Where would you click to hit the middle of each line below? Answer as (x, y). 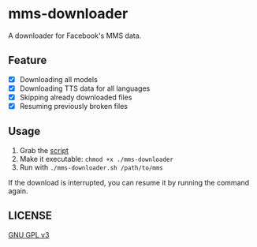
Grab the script (44, 150)
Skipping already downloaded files (76, 97)
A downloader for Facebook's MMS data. (75, 36)
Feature (28, 60)
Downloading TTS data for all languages (85, 88)
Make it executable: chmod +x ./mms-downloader (96, 159)
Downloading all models (59, 79)
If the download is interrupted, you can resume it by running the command (129, 182)
